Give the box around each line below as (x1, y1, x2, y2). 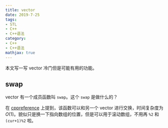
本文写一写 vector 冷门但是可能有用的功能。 (5, 65, 97, 71)
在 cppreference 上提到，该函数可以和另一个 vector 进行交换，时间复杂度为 (5, 105, 164, 111)
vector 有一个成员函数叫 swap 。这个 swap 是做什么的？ (5, 94, 118, 100)
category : (5, 36, 26, 41)
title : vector (5, 7, 36, 13)
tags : (5, 17, 17, 22)
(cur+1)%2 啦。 (5, 118, 37, 124)
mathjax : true (5, 50, 36, 55)
